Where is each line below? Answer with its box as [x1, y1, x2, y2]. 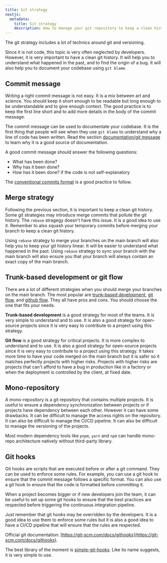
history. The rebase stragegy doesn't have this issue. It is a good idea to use [5, 217, 161, 223]
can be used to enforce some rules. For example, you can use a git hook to [5, 471, 159, 477]
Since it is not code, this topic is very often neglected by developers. [5, 49, 146, 55]
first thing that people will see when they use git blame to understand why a [5, 129, 162, 135]
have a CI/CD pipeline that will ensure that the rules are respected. [5, 522, 141, 528]
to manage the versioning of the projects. [5, 423, 90, 429]
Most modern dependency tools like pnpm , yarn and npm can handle [5, 433, 141, 439]
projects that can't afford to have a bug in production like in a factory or [5, 364, 152, 370]
